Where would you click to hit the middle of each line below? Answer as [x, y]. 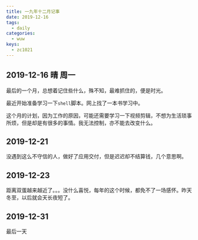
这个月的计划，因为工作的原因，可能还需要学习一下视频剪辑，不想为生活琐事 [99, 115]
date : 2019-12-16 [27, 17]
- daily [21, 28]
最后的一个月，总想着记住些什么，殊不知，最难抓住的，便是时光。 [86, 90]
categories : [21, 34]
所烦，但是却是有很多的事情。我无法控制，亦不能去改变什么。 [81, 123]
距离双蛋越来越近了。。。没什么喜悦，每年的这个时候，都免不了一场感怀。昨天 [99, 190]
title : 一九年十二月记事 [33, 11]
